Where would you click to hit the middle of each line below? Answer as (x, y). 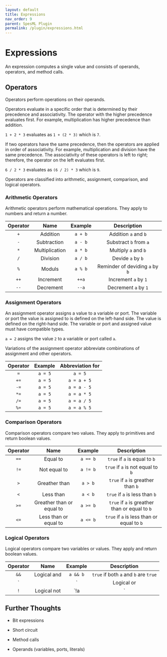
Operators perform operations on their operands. (55, 99)
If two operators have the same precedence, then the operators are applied (82, 144)
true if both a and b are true (124, 575)
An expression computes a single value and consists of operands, (73, 67)
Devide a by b (128, 258)
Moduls (50, 269)
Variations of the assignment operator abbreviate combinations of (73, 348)
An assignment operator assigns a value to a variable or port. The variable (81, 313)
